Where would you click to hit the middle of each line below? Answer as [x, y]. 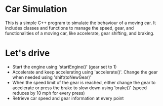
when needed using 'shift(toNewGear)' [52, 77]
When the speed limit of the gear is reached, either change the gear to [84, 82]
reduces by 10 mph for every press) [48, 93]
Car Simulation [36, 9]
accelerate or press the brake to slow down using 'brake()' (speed [80, 88]
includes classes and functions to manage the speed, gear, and [70, 28]
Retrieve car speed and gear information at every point [68, 98]
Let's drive [28, 53]
